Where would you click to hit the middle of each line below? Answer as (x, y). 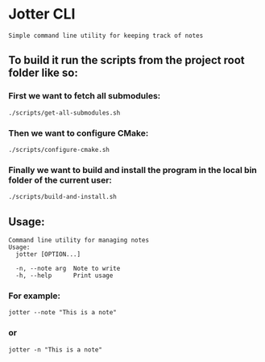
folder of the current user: (60, 180)
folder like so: (43, 73)
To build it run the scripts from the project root (127, 60)
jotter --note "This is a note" (62, 313)
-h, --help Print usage (64, 276)
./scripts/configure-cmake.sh (59, 149)
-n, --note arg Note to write (68, 269)
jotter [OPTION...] (48, 255)
